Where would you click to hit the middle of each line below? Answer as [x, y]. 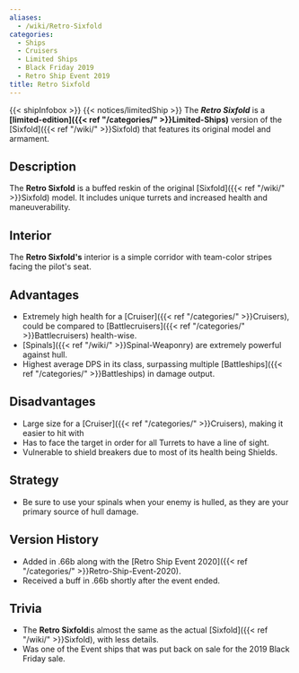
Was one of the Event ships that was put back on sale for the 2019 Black [156, 649]
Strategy [34, 481]
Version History [54, 540]
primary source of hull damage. [80, 511]
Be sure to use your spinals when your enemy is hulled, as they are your [155, 502]
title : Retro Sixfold [50, 84]
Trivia [26, 608]
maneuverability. [40, 207]
